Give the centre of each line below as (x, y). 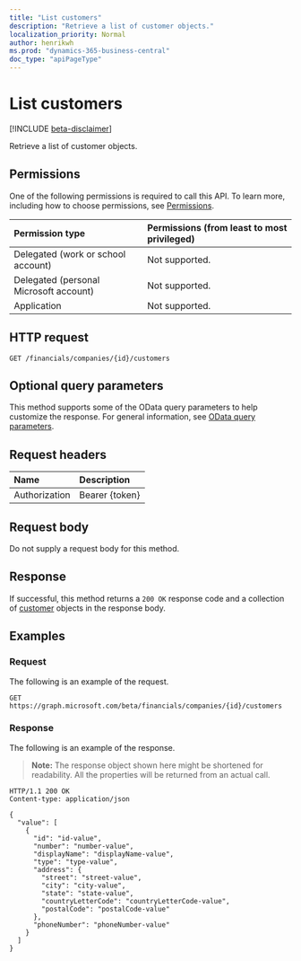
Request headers (58, 454)
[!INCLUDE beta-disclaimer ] (60, 128)
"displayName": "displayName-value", (103, 854)
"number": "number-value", (83, 846)
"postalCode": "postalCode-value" (106, 909)
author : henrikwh (42, 43)
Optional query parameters (86, 386)
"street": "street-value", (92, 877)
